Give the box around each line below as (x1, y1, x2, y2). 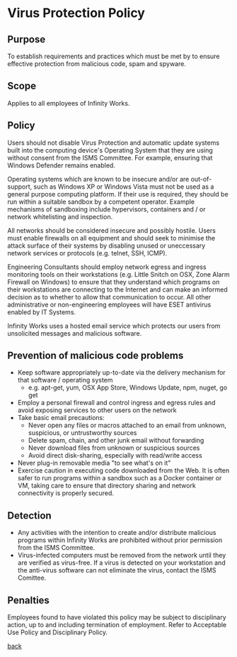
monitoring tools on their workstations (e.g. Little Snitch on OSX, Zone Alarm (7, 270, 230, 278)
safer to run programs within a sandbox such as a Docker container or (17, 474, 222, 482)
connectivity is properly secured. (17, 489, 115, 497)
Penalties (7, 594, 50, 606)
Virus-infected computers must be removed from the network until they (17, 551, 226, 560)
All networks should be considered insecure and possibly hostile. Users (7, 226, 216, 235)
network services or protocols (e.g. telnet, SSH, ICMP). (7, 248, 168, 257)
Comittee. (17, 573, 47, 583)
